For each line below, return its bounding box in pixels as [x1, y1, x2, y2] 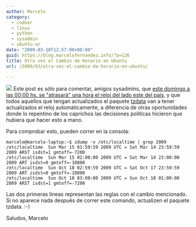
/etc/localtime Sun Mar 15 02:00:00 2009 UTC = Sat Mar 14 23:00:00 [6, 155, 180, 161]
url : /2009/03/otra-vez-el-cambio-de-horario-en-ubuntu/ [6, 63, 148, 69]
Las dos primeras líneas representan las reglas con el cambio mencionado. [6, 191, 187, 198]
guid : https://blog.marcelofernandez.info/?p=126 [6, 52, 130, 58]
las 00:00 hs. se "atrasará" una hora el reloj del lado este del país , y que [6, 92, 181, 99]
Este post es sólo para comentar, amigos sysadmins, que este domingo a [13, 85, 190, 92]
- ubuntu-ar [11, 42, 41, 48]
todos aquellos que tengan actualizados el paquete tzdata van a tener [6, 98, 175, 105]
